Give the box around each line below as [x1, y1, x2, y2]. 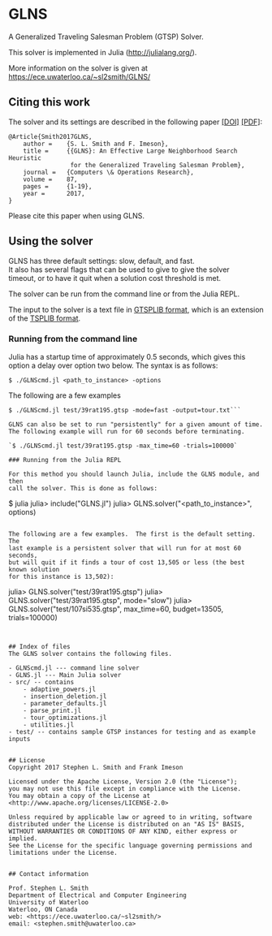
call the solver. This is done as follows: [8, 484, 158, 492]
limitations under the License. [8, 848, 118, 856]
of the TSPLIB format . [8, 313, 81, 323]
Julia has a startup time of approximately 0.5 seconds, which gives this [8, 352, 246, 361]
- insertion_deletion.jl [23, 692, 107, 701]
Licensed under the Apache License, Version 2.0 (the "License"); [8, 777, 238, 786]
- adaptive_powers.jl [23, 685, 96, 693]
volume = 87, [23, 175, 79, 183]
